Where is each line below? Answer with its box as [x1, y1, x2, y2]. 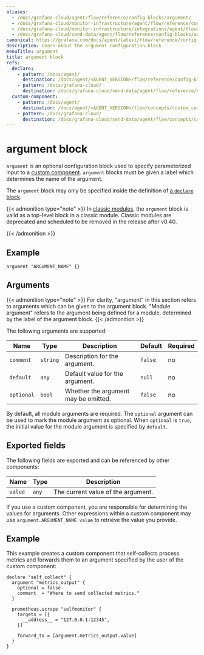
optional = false [17, 585, 61, 591]
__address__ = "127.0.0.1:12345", [22, 617, 110, 623]
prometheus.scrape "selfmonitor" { [12, 606, 102, 613]
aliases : [6, 8, 29, 15]
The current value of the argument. [53, 487, 154, 496]
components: [6, 463, 39, 470]
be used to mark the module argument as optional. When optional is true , [6, 416, 192, 424]
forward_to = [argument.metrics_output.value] [17, 633, 137, 639]
